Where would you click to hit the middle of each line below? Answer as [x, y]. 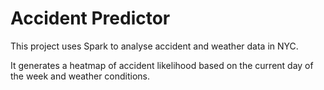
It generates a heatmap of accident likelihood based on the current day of [162, 65]
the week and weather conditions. [80, 76]
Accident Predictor [90, 18]
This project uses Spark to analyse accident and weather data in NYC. [154, 46]
